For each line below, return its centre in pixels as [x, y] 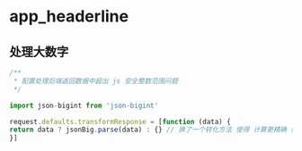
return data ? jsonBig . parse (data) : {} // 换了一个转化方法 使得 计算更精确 [148, 130]
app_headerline [69, 17]
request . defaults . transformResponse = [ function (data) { [120, 122]
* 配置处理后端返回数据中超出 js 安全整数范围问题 [95, 81]
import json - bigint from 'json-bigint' [84, 105]
